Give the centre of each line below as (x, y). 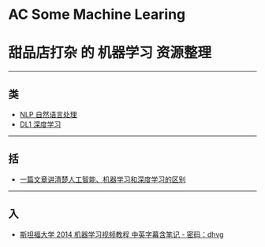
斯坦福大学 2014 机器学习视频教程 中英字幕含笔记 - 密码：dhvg (121, 234)
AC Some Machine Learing (97, 15)
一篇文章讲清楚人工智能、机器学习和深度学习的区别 (103, 179)
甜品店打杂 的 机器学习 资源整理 (110, 53)
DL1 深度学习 (40, 124)
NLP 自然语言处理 (48, 114)
